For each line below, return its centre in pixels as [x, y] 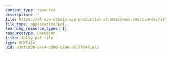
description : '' [22, 15]
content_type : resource [31, 10]
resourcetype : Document [31, 33]
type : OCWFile [20, 43]
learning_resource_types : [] [36, 29]
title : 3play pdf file [29, 38]
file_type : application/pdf [35, 24]
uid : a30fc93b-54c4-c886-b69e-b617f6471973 [52, 47]
